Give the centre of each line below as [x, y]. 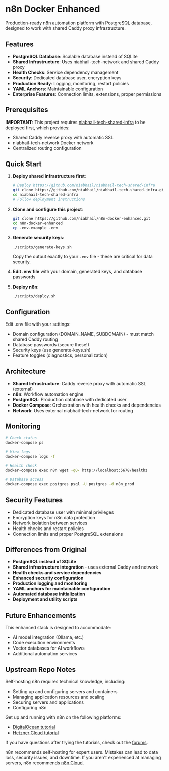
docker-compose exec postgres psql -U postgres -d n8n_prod [70, 484]
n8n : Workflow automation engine [48, 394]
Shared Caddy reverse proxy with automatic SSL [63, 137]
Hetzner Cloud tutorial [36, 733]
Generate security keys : [38, 237]
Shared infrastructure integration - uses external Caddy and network [85, 567]
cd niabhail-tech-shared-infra [45, 195]
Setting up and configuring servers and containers [65, 691]
